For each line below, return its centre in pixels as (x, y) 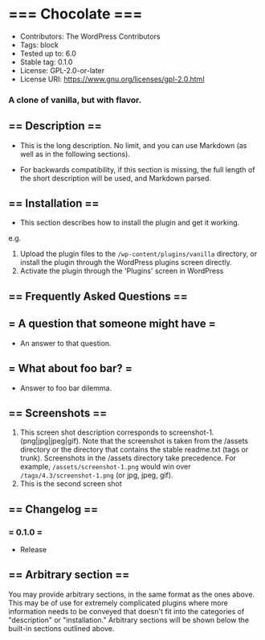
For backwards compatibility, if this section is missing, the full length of (137, 169)
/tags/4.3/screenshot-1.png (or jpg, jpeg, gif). (96, 475)
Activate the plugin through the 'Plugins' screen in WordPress (122, 271)
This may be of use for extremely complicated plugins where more (118, 603)
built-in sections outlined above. (61, 628)
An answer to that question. (65, 343)
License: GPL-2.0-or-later (62, 70)
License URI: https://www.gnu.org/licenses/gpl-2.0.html (112, 79)
